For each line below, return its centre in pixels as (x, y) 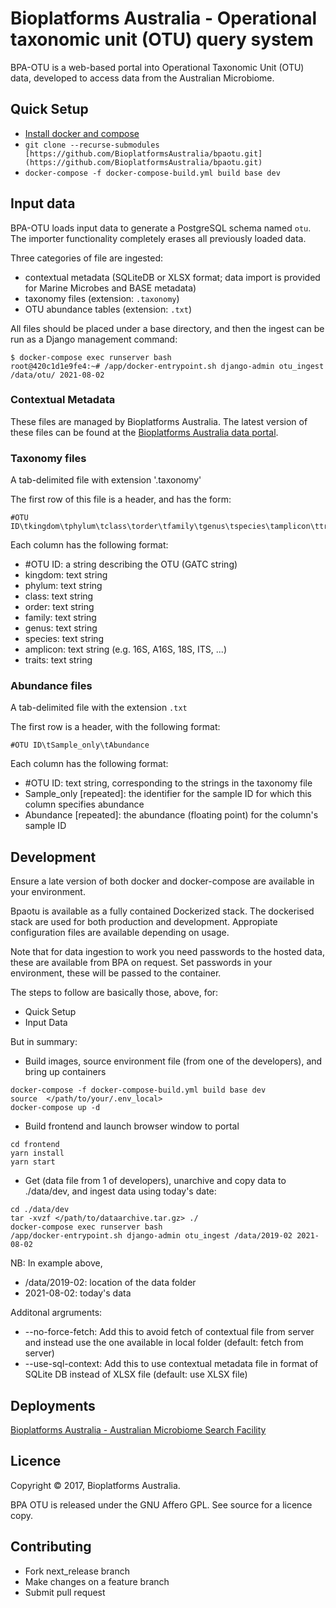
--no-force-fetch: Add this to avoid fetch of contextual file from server (169, 1332)
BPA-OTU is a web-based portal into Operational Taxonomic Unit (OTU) (157, 67)
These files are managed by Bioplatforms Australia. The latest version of (159, 421)
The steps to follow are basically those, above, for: (114, 993)
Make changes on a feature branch (97, 1581)
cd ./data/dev (40, 1210)
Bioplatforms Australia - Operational (164, 18)
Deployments (53, 1405)
